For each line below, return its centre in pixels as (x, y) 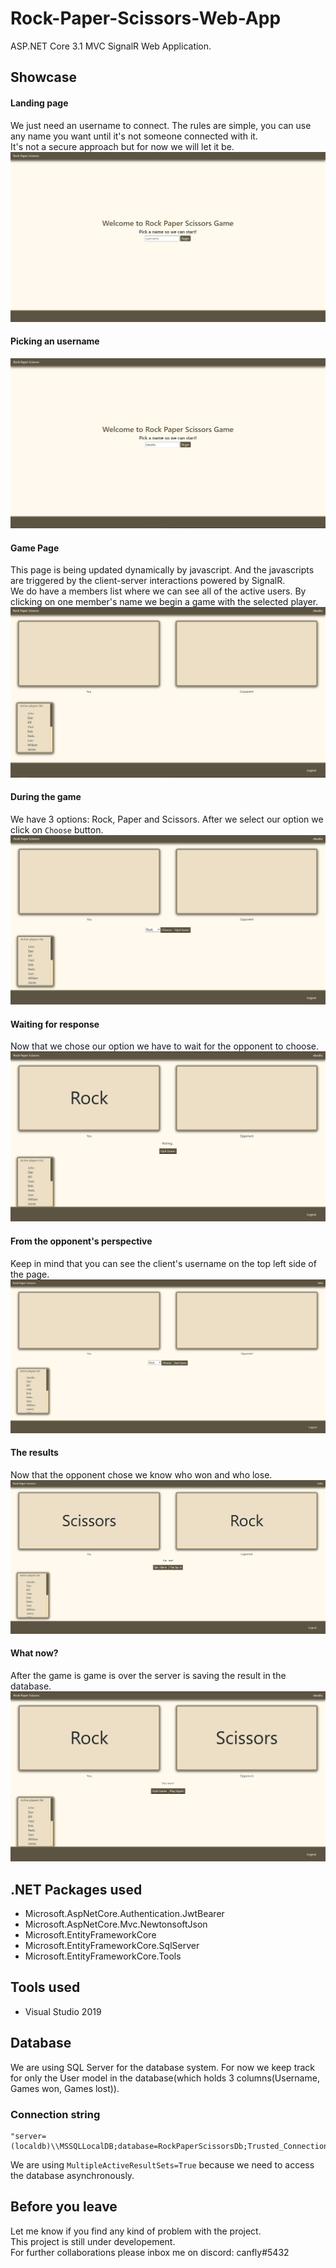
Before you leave (64, 2207)
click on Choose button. (57, 829)
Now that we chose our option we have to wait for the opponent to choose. (165, 1046)
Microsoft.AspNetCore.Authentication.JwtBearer (124, 1913)
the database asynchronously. (72, 2175)
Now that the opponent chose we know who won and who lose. (141, 1474)
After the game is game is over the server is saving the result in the (148, 1676)
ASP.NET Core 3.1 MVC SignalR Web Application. (111, 46)
